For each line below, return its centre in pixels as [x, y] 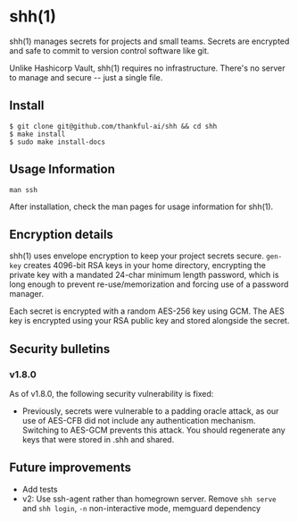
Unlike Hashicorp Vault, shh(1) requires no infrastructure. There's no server [147, 68]
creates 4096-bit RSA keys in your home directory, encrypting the [145, 265]
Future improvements [70, 468]
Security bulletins [60, 349]
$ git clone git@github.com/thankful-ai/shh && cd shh [113, 126]
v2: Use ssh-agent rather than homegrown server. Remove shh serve [149, 499]
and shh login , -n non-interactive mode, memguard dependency [141, 508]
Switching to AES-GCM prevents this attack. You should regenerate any [153, 430]
